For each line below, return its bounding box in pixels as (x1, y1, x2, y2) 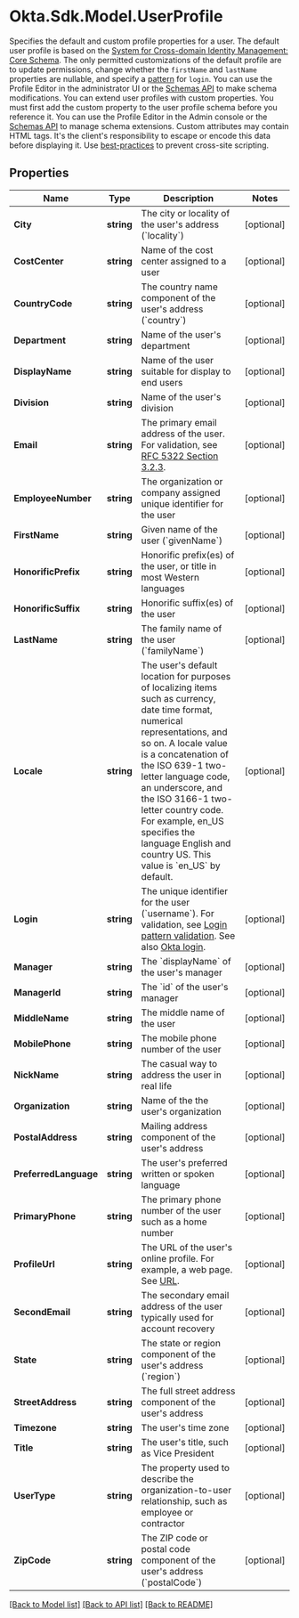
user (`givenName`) (141, 534, 222, 547)
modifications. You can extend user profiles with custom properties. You (9, 92, 274, 103)
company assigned (141, 486, 221, 499)
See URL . (141, 1274, 180, 1287)
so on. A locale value (141, 736, 229, 749)
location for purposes (141, 670, 231, 682)
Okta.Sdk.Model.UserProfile (9, 6, 223, 27)
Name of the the (141, 1094, 209, 1106)
